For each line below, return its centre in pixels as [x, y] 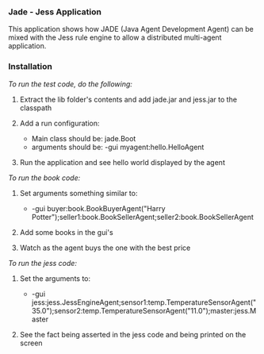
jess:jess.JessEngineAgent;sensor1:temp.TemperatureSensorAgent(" [144, 302]
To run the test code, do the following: [71, 84]
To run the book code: [44, 178]
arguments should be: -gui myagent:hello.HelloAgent [118, 147]
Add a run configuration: [59, 123]
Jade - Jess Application [55, 12]
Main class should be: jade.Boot [84, 138]
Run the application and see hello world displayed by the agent [122, 162]
